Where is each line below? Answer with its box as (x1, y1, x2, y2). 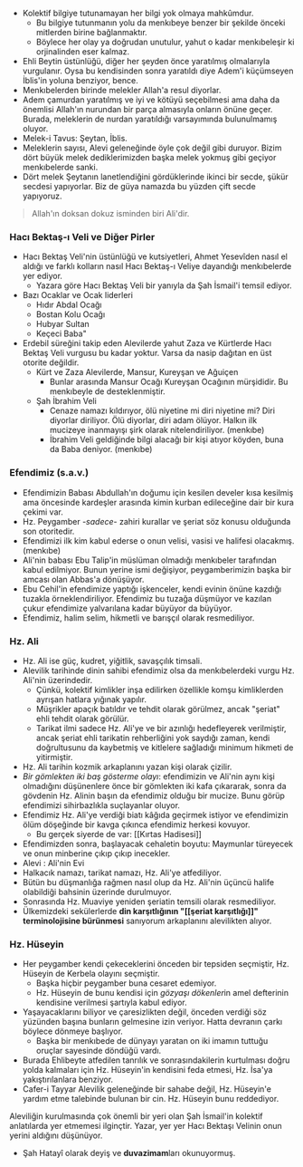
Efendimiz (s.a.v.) (9, 467, 89, 479)
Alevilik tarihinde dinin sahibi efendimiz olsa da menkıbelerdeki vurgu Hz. (22, 665, 295, 676)
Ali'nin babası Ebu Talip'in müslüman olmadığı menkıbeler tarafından (22, 555, 278, 565)
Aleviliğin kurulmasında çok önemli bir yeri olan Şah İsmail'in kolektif (9, 1111, 264, 1122)
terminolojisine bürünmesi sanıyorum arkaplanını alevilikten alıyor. (22, 915, 272, 926)
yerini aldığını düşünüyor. (9, 1130, 103, 1141)
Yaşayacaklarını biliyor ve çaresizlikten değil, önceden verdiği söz (22, 1007, 267, 1018)
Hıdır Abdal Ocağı (35, 299, 102, 311)
